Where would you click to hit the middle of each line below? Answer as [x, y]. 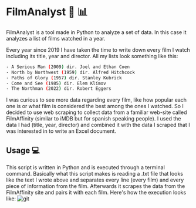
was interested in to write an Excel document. [61, 131]
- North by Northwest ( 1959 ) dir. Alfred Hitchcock [70, 72]
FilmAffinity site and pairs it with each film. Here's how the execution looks [96, 193]
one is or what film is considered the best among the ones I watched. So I [95, 106]
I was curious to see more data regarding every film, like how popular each [96, 100]
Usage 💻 [23, 150]
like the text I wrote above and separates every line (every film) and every [95, 180]
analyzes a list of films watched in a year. [56, 38]
